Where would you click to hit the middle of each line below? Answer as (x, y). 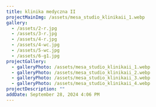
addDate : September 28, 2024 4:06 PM (53, 95)
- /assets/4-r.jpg (35, 39)
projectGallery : (26, 61)
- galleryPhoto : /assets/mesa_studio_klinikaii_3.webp (81, 78)
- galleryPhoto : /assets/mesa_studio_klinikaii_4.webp (81, 84)
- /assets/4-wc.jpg (36, 45)
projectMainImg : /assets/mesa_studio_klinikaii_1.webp (76, 17)
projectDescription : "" (36, 89)
